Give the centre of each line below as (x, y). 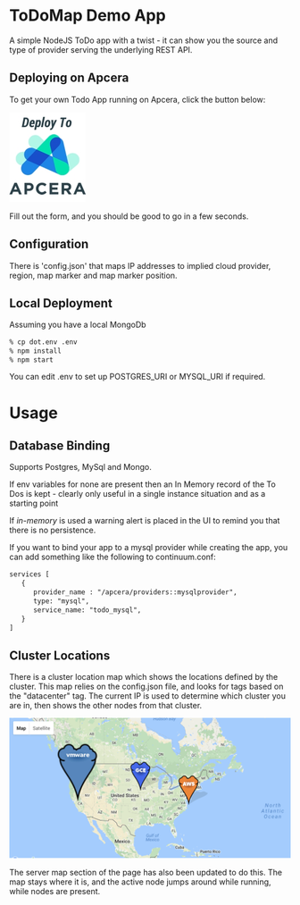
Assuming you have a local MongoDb (78, 325)
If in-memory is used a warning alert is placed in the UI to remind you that (145, 521)
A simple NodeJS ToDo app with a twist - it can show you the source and (144, 40)
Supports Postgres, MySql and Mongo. (80, 467)
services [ (29, 574)
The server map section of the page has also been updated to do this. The (146, 872)
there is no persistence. (53, 530)
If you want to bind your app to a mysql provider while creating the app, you (149, 548)
